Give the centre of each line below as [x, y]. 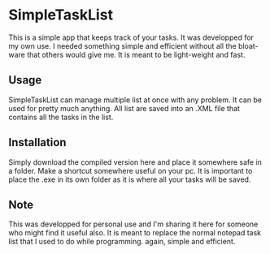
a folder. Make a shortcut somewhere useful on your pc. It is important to [131, 170]
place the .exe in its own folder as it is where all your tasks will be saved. [130, 179]
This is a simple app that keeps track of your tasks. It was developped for [131, 37]
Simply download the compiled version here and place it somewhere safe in [135, 162]
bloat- [248, 45]
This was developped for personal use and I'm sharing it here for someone [133, 224]
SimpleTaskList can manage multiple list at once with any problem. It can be [135, 100]
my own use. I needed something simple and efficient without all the [123, 45]
